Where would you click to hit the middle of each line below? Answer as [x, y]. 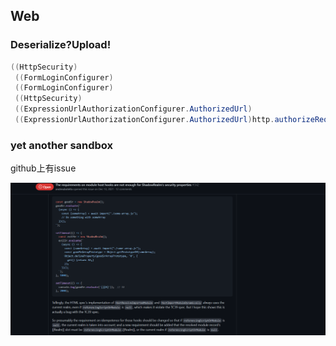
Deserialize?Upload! [61, 45]
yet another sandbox [62, 145]
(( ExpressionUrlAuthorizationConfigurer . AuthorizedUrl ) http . [144, 120]
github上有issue [43, 168]
